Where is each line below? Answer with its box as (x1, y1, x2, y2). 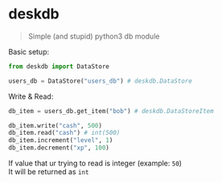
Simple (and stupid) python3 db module (27, 31, 160, 41)
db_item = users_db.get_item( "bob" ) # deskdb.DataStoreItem (8, 107, 215, 115)
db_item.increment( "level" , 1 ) (8, 136, 113, 144)
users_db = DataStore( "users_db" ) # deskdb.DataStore (8, 77, 193, 85)
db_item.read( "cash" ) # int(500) (8, 129, 121, 137)
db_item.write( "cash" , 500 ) (8, 121, 103, 129)
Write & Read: (8, 91, 54, 101)
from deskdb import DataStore (8, 62, 110, 71)
